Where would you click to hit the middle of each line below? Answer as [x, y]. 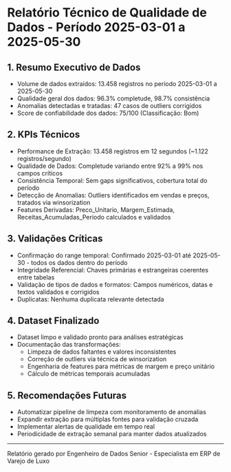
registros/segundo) [44, 158]
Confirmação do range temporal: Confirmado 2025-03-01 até [104, 255]
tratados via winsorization [54, 202]
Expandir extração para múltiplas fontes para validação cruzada [108, 419]
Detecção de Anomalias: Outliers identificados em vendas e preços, [113, 195]
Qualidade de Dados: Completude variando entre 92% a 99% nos [110, 166]
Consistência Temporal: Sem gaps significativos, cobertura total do [112, 180]
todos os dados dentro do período [79, 262]
